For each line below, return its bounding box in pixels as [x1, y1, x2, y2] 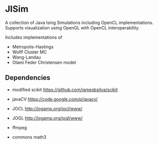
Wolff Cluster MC [12, 49, 47, 55]
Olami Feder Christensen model [12, 59, 76, 65]
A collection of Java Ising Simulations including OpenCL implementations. [5, 20, 154, 25]
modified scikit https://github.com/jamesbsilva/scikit [12, 87, 118, 93]
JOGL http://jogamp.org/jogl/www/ [12, 115, 83, 121]
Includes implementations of [5, 34, 63, 40]
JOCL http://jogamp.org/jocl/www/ [12, 105, 83, 111]
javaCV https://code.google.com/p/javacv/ [12, 96, 98, 102]
